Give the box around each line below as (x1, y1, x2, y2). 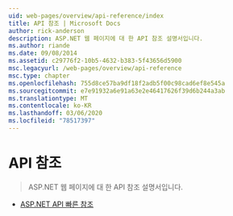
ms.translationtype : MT (8, 94, 89, 102)
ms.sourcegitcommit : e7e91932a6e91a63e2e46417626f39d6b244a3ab (8, 86, 226, 95)
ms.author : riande (8, 42, 70, 50)
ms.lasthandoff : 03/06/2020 (8, 110, 103, 118)
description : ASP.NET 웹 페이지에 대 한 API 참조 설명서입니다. (8, 34, 204, 43)
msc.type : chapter (8, 72, 70, 80)
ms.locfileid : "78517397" (8, 117, 95, 125)
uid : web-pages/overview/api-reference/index (8, 11, 164, 20)
